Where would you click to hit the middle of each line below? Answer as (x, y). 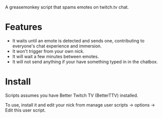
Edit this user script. (25, 110)
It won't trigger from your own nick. (48, 51)
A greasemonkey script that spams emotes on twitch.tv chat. (67, 7)
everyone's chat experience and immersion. (57, 46)
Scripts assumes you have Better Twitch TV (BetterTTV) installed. (72, 95)
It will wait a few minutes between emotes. (56, 56)
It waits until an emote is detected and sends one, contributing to (78, 40)
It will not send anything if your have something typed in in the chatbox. (85, 62)
